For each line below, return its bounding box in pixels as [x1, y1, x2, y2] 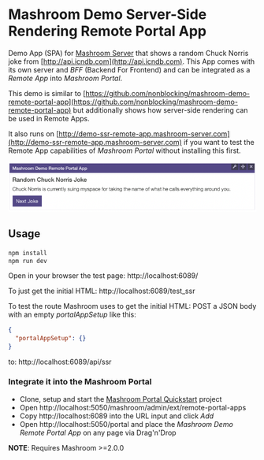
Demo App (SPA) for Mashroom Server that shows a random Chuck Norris [8, 48, 249, 57]
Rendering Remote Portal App [8, 22, 207, 40]
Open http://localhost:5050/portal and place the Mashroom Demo [19, 419, 234, 428]
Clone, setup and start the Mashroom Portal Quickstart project [19, 394, 222, 403]
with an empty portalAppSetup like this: [8, 310, 136, 319]
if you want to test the [184, 137, 255, 147]
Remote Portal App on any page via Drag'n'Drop [19, 428, 177, 437]
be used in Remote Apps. [8, 113, 91, 123]
